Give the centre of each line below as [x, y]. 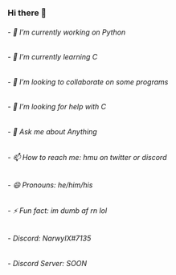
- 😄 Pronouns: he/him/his [50, 185]
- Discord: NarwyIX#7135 [49, 238]
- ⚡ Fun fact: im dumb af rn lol [57, 210]
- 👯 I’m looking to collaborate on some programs [88, 82]
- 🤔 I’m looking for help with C [57, 107]
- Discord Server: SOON [47, 263]
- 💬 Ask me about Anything [52, 131]
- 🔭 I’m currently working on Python [67, 32]
